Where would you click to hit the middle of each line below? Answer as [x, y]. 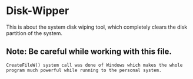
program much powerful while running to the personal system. [84, 70]
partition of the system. [34, 33]
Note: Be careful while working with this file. [89, 52]
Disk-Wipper [38, 11]
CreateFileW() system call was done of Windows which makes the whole [94, 65]
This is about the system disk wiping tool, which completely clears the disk [97, 27]
